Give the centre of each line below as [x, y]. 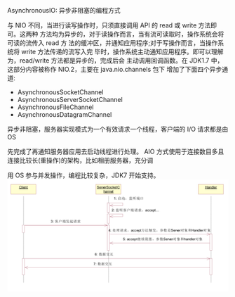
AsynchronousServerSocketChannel [70, 100]
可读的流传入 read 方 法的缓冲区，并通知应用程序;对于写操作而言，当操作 [113, 43]
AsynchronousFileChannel [55, 107]
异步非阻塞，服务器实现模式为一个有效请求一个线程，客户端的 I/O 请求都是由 [118, 129]
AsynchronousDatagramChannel [65, 114]
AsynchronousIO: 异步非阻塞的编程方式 [64, 10]
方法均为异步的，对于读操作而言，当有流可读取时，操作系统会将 [132, 34]
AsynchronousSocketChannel [60, 92]
